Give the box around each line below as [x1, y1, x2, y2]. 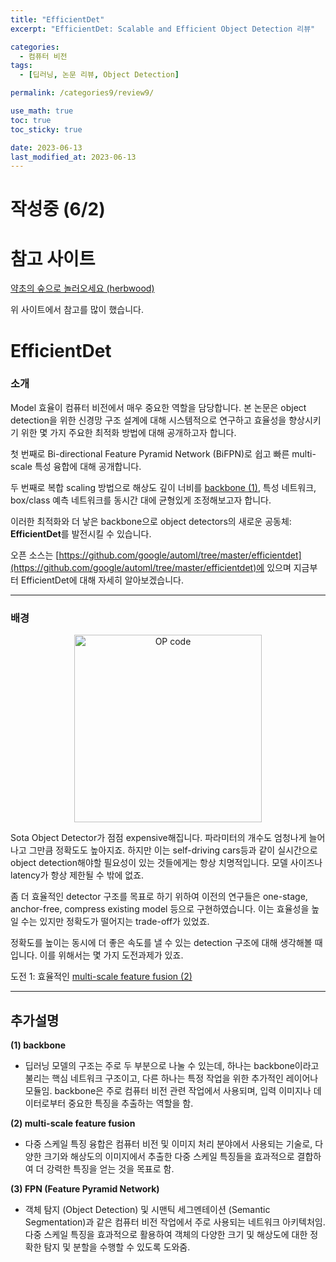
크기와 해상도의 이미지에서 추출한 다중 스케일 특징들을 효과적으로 [43, 1150, 295, 1162]
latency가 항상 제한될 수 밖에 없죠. [10, 869, 145, 881]
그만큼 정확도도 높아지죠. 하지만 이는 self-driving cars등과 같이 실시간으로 [28, 844, 318, 856]
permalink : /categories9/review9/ [10, 88, 155, 98]
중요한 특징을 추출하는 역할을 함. [68, 1097, 194, 1109]
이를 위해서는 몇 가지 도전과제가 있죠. [39, 949, 184, 961]
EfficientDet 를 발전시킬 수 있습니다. [10, 527, 152, 540]
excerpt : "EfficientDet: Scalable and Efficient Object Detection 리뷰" [10, 24, 316, 34]
